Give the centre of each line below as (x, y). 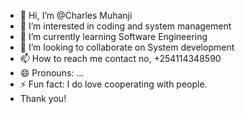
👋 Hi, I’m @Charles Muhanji (76, 15)
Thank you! (43, 98)
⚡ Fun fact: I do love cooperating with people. (113, 84)
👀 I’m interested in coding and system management (125, 26)
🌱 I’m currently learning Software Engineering (113, 36)
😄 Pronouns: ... (52, 73)
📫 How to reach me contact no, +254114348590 (120, 58)
